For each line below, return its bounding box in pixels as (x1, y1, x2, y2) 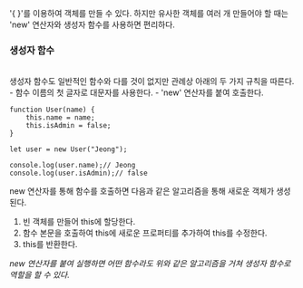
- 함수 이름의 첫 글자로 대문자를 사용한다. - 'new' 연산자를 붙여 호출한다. (9, 87, 265, 98)
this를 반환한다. (22, 239, 78, 250)
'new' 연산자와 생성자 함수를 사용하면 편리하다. (9, 19, 175, 30)
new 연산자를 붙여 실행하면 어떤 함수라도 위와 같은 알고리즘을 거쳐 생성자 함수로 (9, 258, 291, 269)
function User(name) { (9, 105, 95, 115)
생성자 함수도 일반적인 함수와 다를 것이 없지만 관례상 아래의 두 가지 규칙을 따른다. (9, 76, 295, 87)
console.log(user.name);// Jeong (9, 161, 136, 170)
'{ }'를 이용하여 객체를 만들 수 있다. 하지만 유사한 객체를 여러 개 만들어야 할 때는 (9, 8, 288, 18)
